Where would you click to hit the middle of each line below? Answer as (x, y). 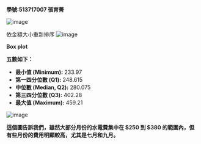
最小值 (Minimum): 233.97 (49, 72)
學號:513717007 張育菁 (35, 9)
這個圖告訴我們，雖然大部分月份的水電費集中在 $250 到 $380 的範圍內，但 (100, 127)
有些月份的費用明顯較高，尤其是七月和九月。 (63, 135)
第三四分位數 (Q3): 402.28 (49, 95)
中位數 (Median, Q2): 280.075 (53, 87)
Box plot (17, 46)
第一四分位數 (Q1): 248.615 (49, 80)
